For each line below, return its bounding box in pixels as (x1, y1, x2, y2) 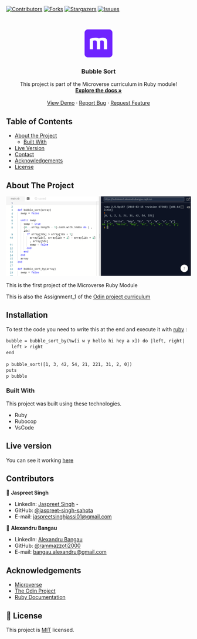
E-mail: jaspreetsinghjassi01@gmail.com (14, 513, 113, 520)
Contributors (6, 474, 55, 484)
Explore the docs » (75, 87, 122, 94)
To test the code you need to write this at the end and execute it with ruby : (6, 325, 188, 332)
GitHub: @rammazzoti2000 (14, 542, 81, 550)
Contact (14, 151, 34, 158)
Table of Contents (6, 117, 73, 127)
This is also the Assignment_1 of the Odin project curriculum (6, 293, 151, 300)
